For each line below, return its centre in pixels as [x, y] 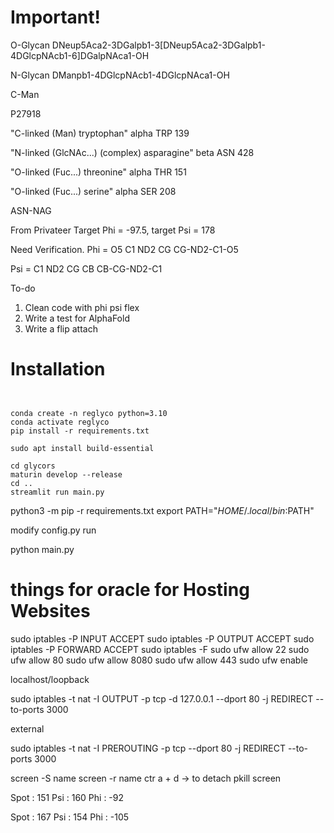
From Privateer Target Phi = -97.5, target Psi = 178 [113, 230]
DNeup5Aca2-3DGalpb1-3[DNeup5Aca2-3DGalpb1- [158, 45]
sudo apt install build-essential [82, 448]
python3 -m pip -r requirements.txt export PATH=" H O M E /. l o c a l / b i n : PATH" [162, 510]
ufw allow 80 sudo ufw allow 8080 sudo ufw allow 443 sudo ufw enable [159, 660]
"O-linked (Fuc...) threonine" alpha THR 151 [98, 172]
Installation [58, 369]
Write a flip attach [61, 328]
